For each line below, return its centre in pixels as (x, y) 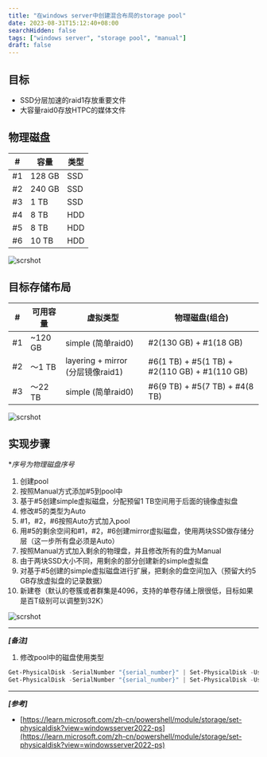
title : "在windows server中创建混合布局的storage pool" (97, 16)
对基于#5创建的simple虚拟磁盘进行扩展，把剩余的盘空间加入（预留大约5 (138, 571)
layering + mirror (97, 361)
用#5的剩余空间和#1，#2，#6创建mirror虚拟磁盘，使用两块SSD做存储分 (137, 531)
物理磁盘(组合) (201, 318)
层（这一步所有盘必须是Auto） (69, 541)
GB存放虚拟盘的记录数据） (63, 581)
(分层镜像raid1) (94, 372)
